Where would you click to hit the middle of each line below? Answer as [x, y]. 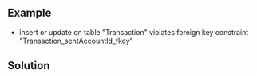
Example [30, 13]
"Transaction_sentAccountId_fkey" [76, 41]
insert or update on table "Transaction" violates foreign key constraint [134, 32]
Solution [29, 66]
